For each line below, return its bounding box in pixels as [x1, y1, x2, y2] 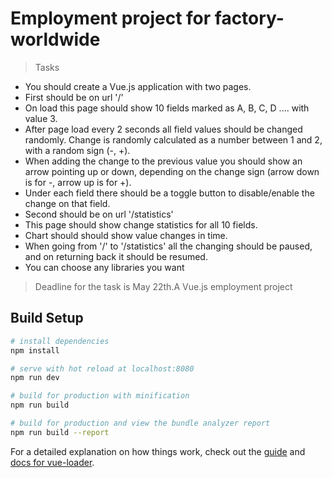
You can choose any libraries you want [24, 261, 185, 273]
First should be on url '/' [24, 91, 124, 103]
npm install [10, 345, 60, 356]
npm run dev [10, 373, 60, 383]
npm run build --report [10, 427, 110, 437]
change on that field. [24, 197, 111, 209]
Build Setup [10, 310, 84, 327]
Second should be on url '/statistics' [24, 208, 174, 220]
